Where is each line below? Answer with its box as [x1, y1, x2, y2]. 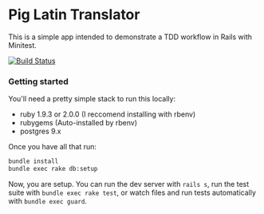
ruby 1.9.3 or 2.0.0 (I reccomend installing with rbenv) [19, 109, 196, 119]
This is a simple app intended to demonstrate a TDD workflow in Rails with [8, 32, 253, 42]
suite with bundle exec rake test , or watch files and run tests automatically [8, 188, 257, 197]
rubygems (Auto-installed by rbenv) [19, 118, 138, 128]
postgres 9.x [19, 126, 61, 137]
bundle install [8, 157, 59, 165]
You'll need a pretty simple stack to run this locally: [8, 94, 176, 104]
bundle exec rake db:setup [8, 165, 98, 173]
